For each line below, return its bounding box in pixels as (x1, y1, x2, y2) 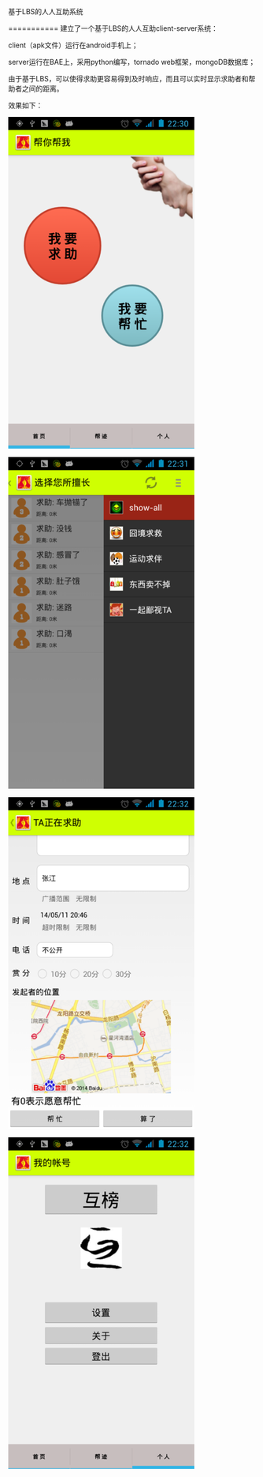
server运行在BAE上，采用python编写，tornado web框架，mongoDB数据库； (8, 58, 256, 66)
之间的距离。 (21, 84, 64, 93)
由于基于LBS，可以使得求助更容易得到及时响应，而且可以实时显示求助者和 (8, 74, 250, 83)
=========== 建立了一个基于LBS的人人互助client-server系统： (8, 24, 218, 33)
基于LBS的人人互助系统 (8, 7, 84, 16)
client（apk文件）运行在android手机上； (8, 40, 139, 50)
